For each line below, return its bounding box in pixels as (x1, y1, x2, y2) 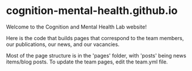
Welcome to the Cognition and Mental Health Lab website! (6, 23, 147, 30)
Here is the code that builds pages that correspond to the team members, (6, 34, 184, 41)
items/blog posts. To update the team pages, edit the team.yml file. (6, 58, 169, 65)
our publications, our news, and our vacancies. (6, 41, 120, 48)
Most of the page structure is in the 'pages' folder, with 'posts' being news (6, 52, 187, 59)
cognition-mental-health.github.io (6, 4, 178, 17)
